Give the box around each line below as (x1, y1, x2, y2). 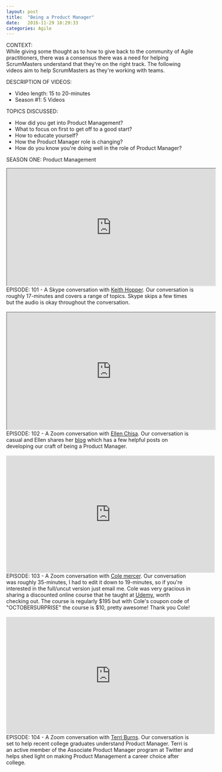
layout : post (6, 8, 39, 15)
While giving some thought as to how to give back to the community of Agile (6, 48, 193, 55)
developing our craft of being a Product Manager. (6, 443, 127, 450)
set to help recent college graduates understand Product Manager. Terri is (6, 740, 188, 747)
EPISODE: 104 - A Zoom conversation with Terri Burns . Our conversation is (6, 734, 189, 741)
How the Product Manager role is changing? (14, 138, 123, 146)
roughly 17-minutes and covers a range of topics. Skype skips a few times (6, 293, 187, 300)
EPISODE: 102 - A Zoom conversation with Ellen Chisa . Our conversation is (6, 430, 189, 437)
